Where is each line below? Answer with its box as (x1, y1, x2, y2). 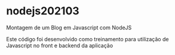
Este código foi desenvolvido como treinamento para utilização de (6, 35, 169, 42)
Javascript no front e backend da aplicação (6, 42, 113, 49)
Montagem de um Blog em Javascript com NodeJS (6, 24, 132, 31)
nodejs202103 (6, 4, 79, 18)
